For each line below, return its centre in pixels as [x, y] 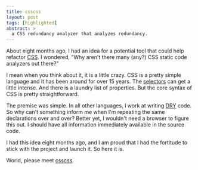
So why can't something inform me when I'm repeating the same [86, 112]
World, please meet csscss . [40, 160]
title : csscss [24, 12]
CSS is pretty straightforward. [43, 94]
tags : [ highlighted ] [32, 23]
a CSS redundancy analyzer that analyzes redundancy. [80, 34]
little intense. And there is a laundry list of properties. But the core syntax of [99, 88]
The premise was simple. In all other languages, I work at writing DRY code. [99, 106]
